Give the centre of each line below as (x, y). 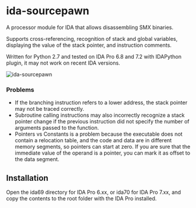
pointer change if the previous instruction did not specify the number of (102, 121)
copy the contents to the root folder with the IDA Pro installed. (81, 199)
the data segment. (37, 159)
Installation (27, 178)
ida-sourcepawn (48, 11)
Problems (20, 89)
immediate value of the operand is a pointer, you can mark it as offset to (102, 153)
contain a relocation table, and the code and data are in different (93, 140)
